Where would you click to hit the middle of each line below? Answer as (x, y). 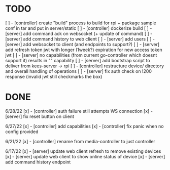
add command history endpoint (38, 162)
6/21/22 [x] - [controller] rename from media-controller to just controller (80, 141)
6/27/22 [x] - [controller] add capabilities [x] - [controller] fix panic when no (84, 126)
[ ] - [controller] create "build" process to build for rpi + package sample (81, 23)
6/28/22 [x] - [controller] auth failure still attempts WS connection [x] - (79, 111)
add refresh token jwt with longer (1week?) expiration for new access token (84, 50)
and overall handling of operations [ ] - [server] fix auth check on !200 (79, 71)
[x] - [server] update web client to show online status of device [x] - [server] (85, 156)
